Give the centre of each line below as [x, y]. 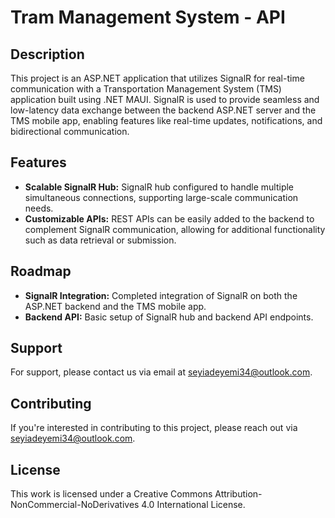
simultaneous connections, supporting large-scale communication [161, 197]
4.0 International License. [193, 505]
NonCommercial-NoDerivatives [75, 505]
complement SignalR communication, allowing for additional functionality [175, 229]
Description [47, 54]
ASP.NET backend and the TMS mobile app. [115, 306]
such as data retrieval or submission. [100, 240]
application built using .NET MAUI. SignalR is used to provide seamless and [165, 99]
